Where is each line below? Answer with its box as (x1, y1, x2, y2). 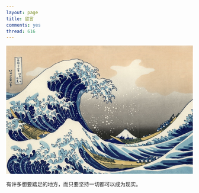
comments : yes (6, 22, 41, 28)
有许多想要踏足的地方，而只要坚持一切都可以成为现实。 (6, 181, 141, 188)
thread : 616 (6, 28, 36, 34)
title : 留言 (6, 15, 34, 22)
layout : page (6, 9, 38, 15)
